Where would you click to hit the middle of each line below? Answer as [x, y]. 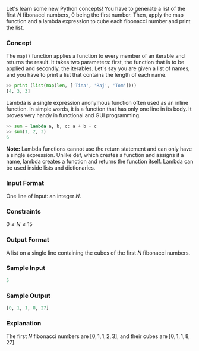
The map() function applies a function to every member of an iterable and [96, 56]
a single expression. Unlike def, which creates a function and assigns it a [95, 155]
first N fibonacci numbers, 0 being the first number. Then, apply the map [95, 15]
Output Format [28, 240]
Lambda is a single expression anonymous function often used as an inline [97, 103]
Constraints [24, 211]
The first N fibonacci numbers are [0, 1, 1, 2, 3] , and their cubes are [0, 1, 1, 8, [98, 336]
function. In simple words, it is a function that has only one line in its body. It [99, 109]
